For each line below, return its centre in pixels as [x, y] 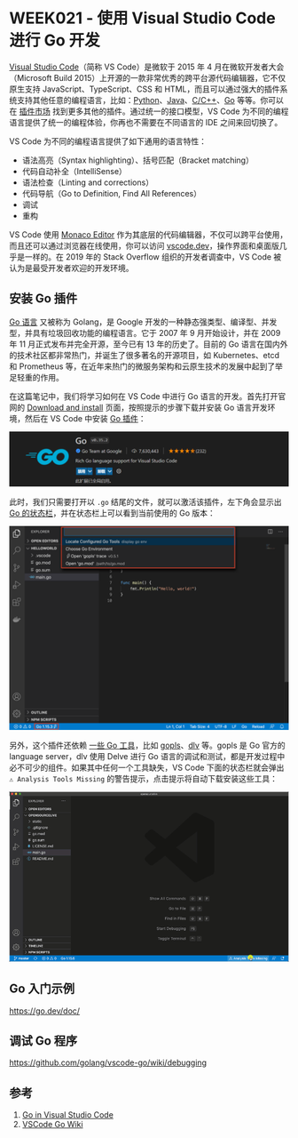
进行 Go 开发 [55, 40]
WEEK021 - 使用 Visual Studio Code [143, 18]
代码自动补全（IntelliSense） [74, 171]
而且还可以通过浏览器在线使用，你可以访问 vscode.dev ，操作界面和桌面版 [144, 245]
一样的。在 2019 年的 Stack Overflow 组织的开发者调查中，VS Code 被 [153, 256]
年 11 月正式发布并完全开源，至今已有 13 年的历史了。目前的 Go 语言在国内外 [149, 344]
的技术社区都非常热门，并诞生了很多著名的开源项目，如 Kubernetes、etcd [144, 355]
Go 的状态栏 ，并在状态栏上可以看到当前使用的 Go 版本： [112, 513]
